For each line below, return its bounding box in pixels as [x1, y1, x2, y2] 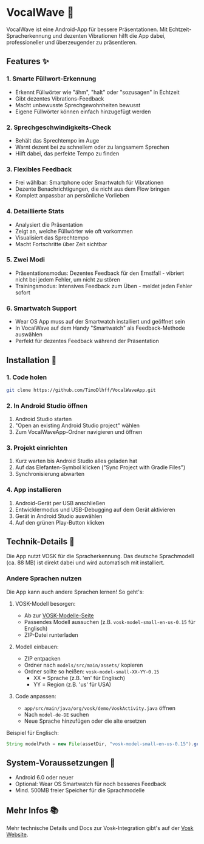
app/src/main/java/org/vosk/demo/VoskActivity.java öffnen [24, 704, 176, 712]
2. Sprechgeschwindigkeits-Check [6, 123, 111, 132]
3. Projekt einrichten [6, 443, 68, 452]
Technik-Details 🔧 [6, 536, 75, 547]
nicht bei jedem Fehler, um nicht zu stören [15, 275, 120, 283]
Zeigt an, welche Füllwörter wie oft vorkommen [15, 227, 134, 235]
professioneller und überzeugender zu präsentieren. [6, 38, 137, 46]
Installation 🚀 [6, 355, 57, 365]
